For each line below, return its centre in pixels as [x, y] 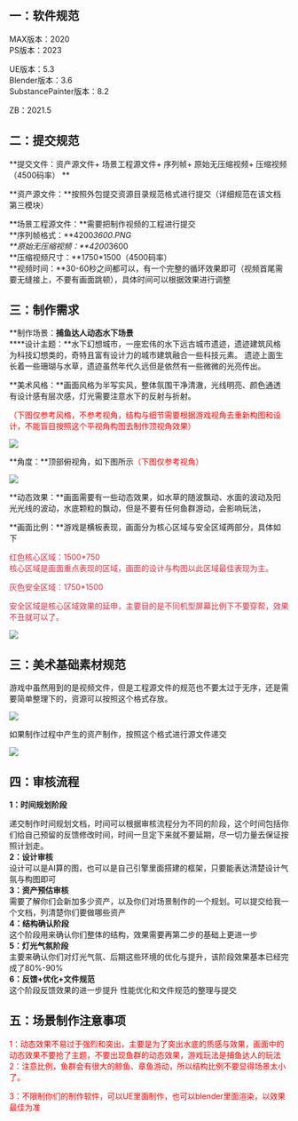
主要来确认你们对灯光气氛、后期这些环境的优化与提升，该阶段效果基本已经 [145, 957]
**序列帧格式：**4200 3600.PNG [70, 235]
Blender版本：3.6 [41, 80]
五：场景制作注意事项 [67, 1021]
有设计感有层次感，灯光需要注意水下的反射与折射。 [102, 396]
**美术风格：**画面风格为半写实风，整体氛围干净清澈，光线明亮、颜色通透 [145, 386]
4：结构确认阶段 [39, 924]
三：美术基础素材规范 [67, 664]
